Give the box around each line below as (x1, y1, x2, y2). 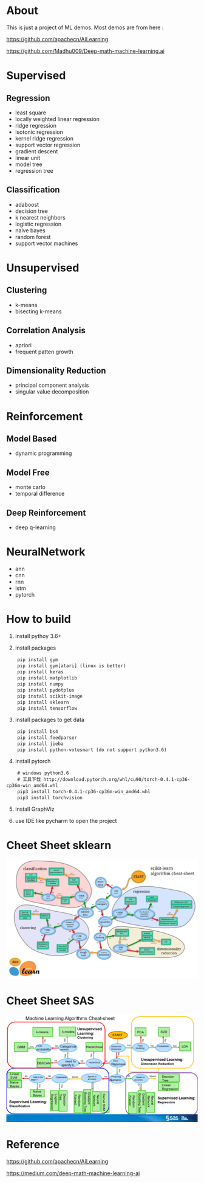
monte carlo (15, 484, 46, 491)
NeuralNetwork (6, 545, 86, 559)
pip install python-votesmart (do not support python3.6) (17, 746, 167, 753)
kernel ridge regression (15, 134, 74, 142)
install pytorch (15, 757, 51, 765)
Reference (6, 1138, 59, 1151)
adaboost (15, 201, 39, 208)
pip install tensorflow (17, 705, 78, 712)
